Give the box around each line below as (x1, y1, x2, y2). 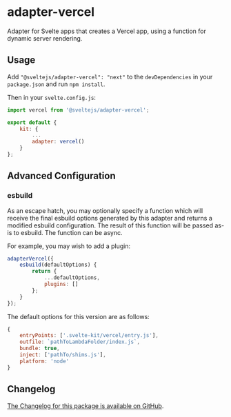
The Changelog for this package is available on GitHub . (7, 401, 164, 410)
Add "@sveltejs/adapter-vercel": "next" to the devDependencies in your (7, 72, 213, 81)
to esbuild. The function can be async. (13, 228, 123, 236)
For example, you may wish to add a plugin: (7, 242, 131, 250)
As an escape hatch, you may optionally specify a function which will (7, 206, 203, 214)
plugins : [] (43, 281, 79, 288)
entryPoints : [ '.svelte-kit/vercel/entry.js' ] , (19, 332, 159, 339)
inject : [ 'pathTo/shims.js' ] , (19, 352, 107, 358)
